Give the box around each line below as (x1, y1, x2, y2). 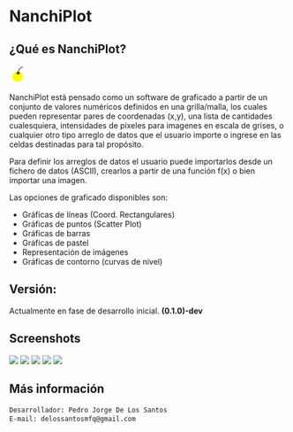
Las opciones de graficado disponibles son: (9, 192, 168, 203)
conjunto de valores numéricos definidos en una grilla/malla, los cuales (9, 102, 267, 112)
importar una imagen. (9, 175, 87, 185)
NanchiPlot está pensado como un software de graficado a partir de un (9, 92, 268, 103)
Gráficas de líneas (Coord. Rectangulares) (21, 210, 175, 220)
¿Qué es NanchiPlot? (9, 42, 126, 57)
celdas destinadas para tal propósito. (9, 139, 144, 150)
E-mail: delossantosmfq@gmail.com (9, 414, 137, 424)
